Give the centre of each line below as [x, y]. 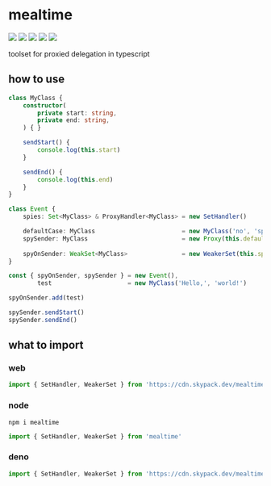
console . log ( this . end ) [75, 179]
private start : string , [77, 113]
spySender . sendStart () [46, 312]
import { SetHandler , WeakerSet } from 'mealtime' [95, 436]
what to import [46, 345]
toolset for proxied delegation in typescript [79, 53]
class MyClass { [35, 98]
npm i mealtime [34, 422]
